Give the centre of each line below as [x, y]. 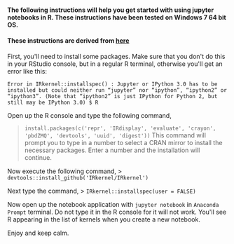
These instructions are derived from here [68, 41]
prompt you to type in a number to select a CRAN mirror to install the [123, 142]
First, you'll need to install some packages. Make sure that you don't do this [116, 56]
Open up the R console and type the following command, [89, 115]
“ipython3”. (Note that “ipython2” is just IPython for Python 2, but [112, 96]
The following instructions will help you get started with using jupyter [111, 10]
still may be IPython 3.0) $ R [53, 102]
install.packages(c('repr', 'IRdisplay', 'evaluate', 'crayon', [120, 128]
